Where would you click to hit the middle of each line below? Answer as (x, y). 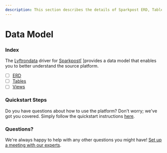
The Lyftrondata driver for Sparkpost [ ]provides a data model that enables (81, 61)
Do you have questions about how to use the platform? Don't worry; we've (81, 111)
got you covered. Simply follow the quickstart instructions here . (70, 116)
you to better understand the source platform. (52, 66)
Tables (19, 81)
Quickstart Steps (26, 100)
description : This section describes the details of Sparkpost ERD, (78, 10)
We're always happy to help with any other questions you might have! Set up (83, 140)
